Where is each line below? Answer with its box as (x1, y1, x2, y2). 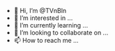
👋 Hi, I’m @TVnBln (13, 7, 67, 14)
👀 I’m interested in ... (13, 14, 73, 22)
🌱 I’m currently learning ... (13, 21, 89, 29)
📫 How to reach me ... (13, 37, 79, 44)
